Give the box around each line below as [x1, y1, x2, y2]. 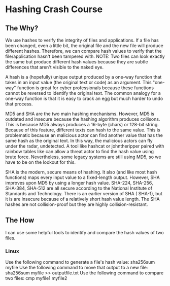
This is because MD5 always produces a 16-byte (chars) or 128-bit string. [5, 122, 159, 127]
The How [5, 216, 35, 225]
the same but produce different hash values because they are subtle [5, 59, 148, 64]
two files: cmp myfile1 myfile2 [5, 275, 67, 281]
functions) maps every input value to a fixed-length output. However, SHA [5, 174, 160, 181]
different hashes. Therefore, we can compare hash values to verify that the [5, 48, 162, 54]
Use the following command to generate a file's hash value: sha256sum [5, 259, 155, 265]
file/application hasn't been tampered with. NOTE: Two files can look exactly [5, 53, 165, 59]
